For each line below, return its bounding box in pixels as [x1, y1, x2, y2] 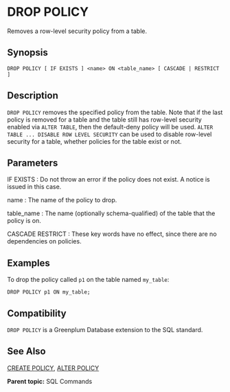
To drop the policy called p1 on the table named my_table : [7, 276, 170, 284]
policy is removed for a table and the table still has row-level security [7, 115, 203, 124]
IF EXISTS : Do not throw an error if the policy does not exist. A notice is [7, 175, 211, 184]
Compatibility [7, 307, 67, 319]
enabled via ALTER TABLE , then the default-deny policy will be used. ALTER [7, 122, 214, 131]
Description [7, 90, 58, 102]
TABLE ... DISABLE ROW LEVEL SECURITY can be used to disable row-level [7, 130, 212, 138]
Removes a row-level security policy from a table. [7, 27, 148, 35]
